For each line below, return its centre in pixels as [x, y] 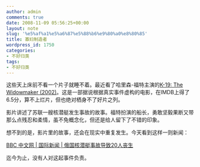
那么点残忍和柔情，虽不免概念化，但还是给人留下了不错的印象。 [84, 120]
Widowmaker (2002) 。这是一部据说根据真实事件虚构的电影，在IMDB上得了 [98, 92]
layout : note [22, 28]
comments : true [25, 17]
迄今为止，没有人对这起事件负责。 [48, 158]
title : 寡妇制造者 [27, 39]
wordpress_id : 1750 [30, 45]
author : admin [24, 12]
